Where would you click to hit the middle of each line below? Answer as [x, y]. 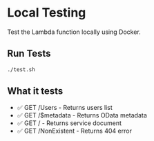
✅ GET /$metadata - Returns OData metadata [82, 115]
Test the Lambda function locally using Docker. [74, 32]
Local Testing [47, 13]
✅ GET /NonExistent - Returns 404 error [75, 131]
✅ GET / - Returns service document [69, 123]
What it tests [35, 91]
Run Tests [29, 54]
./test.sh [21, 69]
